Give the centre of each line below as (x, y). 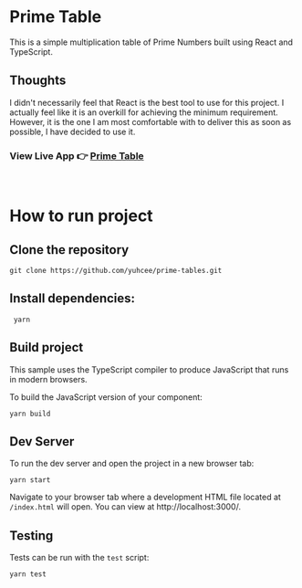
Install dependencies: (72, 299)
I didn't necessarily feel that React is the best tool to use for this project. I (147, 102)
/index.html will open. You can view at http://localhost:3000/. (125, 507)
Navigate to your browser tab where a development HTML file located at (145, 497)
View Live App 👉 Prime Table (77, 155)
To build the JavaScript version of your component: (106, 397)
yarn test (28, 574)
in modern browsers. (49, 379)
